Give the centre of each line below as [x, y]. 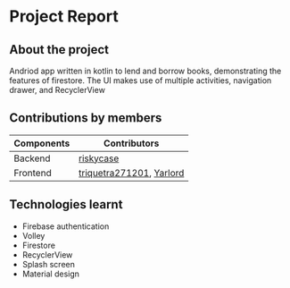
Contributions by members [86, 118]
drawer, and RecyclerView [57, 90]
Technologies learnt [66, 204]
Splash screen [49, 264]
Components [42, 143]
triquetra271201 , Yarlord [132, 173]
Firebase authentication [66, 226]
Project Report [64, 17]
